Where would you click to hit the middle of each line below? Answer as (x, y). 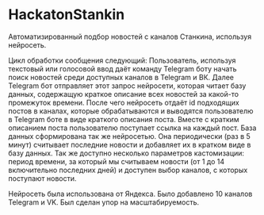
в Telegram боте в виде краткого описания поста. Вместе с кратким (124, 119)
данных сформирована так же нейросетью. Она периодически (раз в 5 (130, 136)
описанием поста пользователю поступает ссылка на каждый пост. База (132, 128)
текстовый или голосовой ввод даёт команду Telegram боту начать (122, 68)
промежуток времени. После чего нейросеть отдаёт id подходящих (124, 102)
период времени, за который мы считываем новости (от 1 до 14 (117, 161)
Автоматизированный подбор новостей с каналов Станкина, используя (130, 36)
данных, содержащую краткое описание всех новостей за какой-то (124, 94)
